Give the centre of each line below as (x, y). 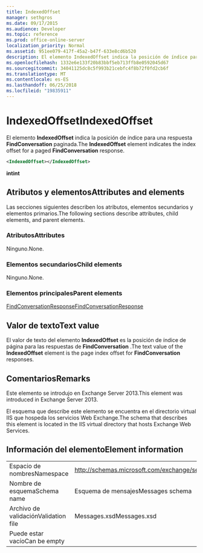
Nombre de (25, 483)
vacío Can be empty (37, 541)
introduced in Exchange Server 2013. (52, 400)
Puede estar (27, 533)
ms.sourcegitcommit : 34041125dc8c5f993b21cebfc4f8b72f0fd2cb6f (88, 68)
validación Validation (38, 516)
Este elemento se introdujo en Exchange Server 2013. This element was (95, 393)
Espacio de (25, 466)
